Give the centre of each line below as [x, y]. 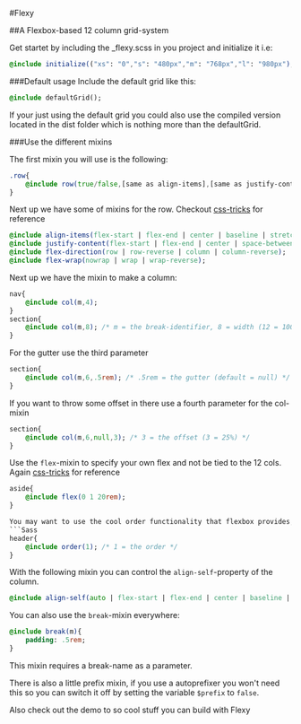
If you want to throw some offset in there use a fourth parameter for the [141, 403]
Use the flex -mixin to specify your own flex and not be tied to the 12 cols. [146, 463]
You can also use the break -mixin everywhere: [95, 615]
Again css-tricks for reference [65, 472]
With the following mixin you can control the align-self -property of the [141, 572]
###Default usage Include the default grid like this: [103, 81]
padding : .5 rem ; [56, 641]
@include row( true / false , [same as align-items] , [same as [134, 184]
